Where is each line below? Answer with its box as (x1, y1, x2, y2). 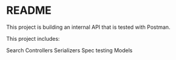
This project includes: (6, 35, 60, 42)
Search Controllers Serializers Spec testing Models (6, 46, 133, 54)
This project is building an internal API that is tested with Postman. (6, 23, 171, 31)
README (6, 4, 52, 17)
